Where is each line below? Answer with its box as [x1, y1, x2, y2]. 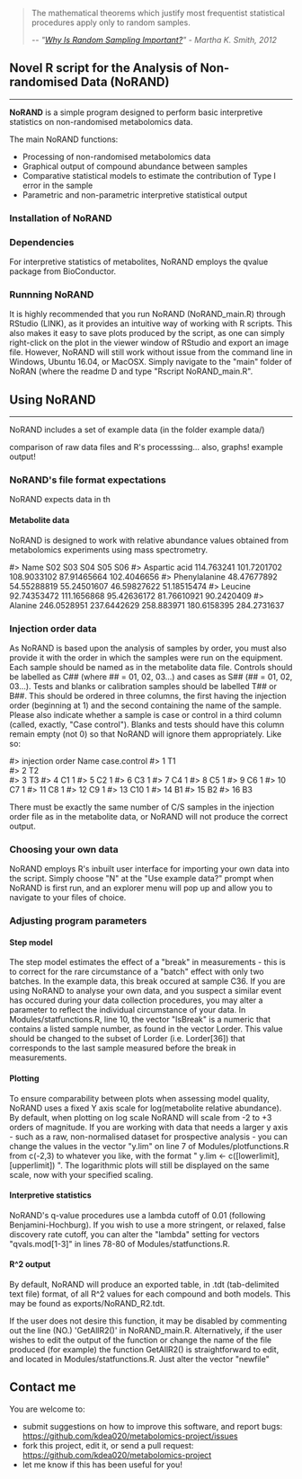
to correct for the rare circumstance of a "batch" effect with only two [9, 966, 264, 978]
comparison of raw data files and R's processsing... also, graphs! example [9, 442, 283, 453]
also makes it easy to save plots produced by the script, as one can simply [9, 328, 285, 339]
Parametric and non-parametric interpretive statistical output [22, 189, 248, 200]
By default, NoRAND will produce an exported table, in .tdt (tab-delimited [9, 1279, 280, 1289]
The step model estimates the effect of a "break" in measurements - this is [9, 957, 286, 968]
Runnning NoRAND [9, 288, 94, 300]
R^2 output [9, 1259, 51, 1270]
